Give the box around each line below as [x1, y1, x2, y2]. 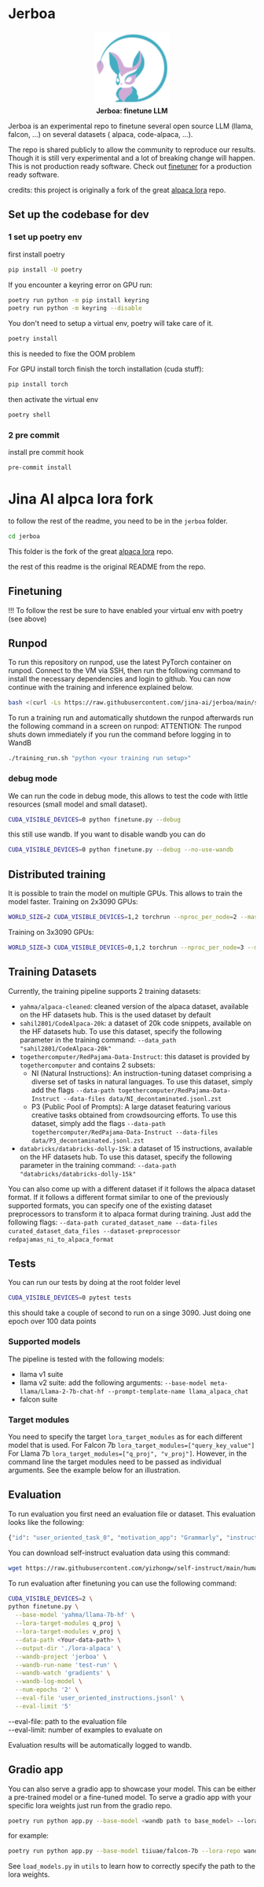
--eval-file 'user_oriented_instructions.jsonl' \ [15, 1694, 185, 1702]
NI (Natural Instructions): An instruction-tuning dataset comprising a [31, 1068, 252, 1078]
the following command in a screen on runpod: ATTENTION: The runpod [8, 722, 242, 731]
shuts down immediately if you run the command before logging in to [8, 729, 232, 740]
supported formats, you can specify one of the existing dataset [8, 1201, 212, 1210]
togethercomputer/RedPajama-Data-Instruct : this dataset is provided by [19, 1051, 250, 1061]
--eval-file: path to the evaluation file [8, 1716, 127, 1726]
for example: [8, 1831, 49, 1841]
